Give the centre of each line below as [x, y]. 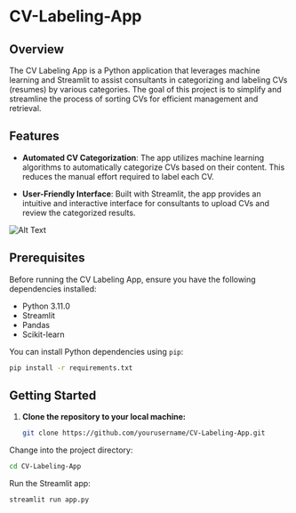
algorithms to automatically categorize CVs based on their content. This [153, 167]
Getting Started [53, 395]
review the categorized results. [79, 212]
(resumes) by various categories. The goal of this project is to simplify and [145, 89]
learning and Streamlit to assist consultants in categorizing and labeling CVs [148, 80]
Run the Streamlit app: [50, 484]
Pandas [36, 325]
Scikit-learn [43, 334]
